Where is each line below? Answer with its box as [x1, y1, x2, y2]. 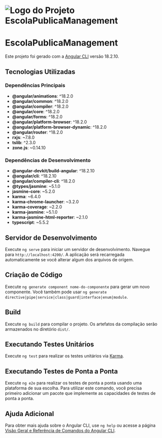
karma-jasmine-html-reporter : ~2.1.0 [12, 214, 88, 220]
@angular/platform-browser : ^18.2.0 [12, 119, 87, 125]
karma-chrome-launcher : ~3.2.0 [12, 199, 79, 205]
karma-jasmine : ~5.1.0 [12, 209, 58, 215]
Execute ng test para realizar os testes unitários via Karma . [5, 353, 124, 359]
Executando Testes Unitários [5, 340, 95, 348]
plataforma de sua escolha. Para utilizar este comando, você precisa [5, 385, 142, 391]
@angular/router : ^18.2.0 [12, 129, 63, 135]
